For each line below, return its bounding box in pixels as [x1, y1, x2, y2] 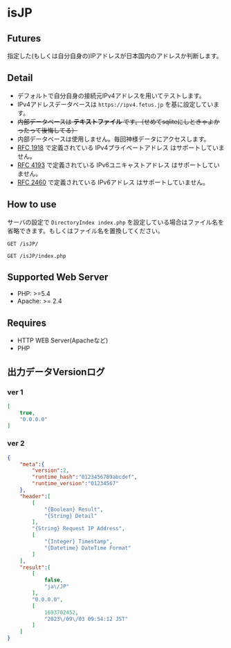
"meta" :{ [19, 461, 45, 468]
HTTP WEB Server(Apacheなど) [17, 336, 109, 344]
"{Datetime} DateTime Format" [44, 544, 131, 552]
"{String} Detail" [44, 512, 98, 519]
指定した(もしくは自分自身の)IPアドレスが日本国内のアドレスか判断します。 [7, 52, 223, 60]
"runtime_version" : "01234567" [32, 480, 119, 487]
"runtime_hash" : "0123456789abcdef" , [32, 473, 138, 481]
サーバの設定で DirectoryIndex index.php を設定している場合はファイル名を [7, 218, 225, 226]
